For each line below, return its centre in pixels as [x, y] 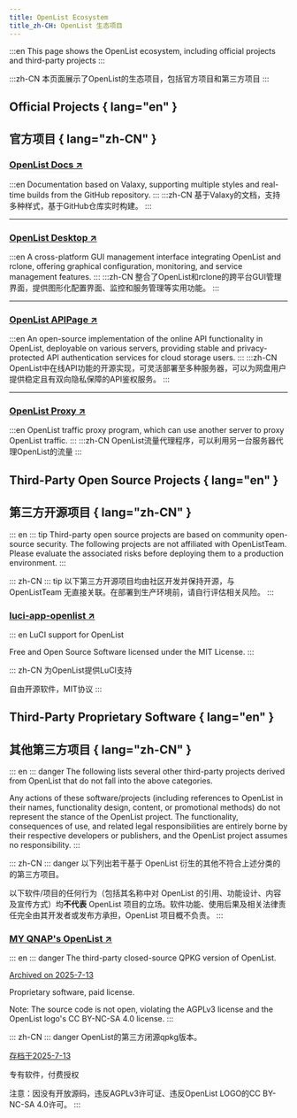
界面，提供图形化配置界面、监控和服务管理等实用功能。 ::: [114, 288]
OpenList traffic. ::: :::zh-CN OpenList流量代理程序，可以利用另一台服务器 [143, 441]
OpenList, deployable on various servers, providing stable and [122, 348]
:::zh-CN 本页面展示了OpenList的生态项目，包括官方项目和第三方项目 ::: [139, 78]
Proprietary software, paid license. [72, 992]
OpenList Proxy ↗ [48, 411]
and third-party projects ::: [57, 60]
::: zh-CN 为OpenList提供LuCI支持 [71, 670]
